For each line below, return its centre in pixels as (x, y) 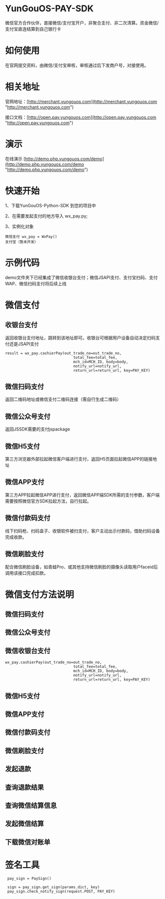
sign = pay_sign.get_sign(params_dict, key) (53, 887)
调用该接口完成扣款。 (27, 573)
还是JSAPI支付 (24, 344)
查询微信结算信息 (31, 806)
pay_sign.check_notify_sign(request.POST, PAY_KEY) (61, 891)
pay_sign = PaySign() (29, 878)
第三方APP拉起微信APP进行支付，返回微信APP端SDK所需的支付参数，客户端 (82, 495)
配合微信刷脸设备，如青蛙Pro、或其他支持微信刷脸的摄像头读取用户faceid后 (82, 567)
